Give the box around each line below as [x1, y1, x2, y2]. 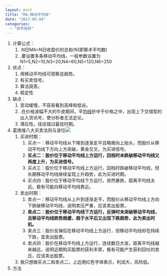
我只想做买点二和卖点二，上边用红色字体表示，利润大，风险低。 [20, 259, 152, 265]
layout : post [5, 7, 33, 13]
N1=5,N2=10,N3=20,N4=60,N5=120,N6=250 [20, 59, 112, 65]
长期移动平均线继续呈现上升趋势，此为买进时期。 [27, 171, 129, 177]
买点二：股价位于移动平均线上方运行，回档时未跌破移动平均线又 [27, 153, 159, 159]
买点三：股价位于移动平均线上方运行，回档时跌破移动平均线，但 [27, 165, 159, 171]
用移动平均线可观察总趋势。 [20, 71, 78, 77]
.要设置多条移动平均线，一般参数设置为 [20, 53, 101, 59]
